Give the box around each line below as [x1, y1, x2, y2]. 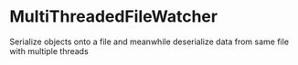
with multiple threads [9, 45, 89, 56]
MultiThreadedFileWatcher [9, 6, 218, 27]
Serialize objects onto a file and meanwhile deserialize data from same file [9, 36, 290, 47]
